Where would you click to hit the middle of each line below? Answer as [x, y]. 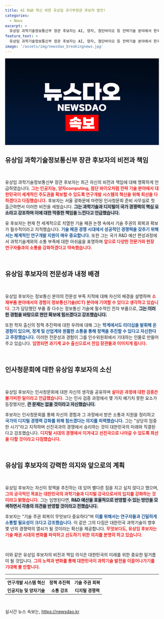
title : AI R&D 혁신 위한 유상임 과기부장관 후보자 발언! [55, 10]
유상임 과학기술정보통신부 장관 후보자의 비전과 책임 [77, 160]
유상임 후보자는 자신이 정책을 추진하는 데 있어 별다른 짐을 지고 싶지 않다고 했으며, [82, 487]
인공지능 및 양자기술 [26, 590]
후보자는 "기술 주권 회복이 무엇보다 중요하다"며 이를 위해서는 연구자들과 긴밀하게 [81, 516]
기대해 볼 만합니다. [23, 567]
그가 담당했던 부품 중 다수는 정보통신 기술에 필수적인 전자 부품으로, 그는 [79, 308]
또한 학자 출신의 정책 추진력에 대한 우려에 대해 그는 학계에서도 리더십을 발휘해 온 [81, 325]
